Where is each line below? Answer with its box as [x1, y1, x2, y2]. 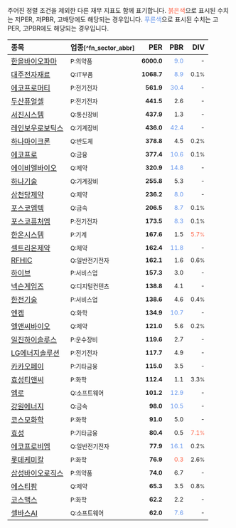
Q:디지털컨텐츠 [70, 282, 110, 290]
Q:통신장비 [70, 110, 99, 119]
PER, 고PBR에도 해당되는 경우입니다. [7, 24, 109, 32]
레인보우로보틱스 [11, 123, 64, 133]
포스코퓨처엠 [11, 216, 51, 226]
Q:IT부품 [70, 70, 94, 78]
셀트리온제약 [11, 243, 51, 253]
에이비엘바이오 [11, 163, 58, 173]
